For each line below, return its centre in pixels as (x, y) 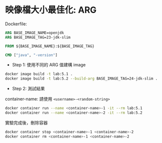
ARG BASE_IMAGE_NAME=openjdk (35, 33)
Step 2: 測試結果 (28, 89)
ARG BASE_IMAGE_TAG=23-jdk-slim (38, 37)
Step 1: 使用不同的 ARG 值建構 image (49, 65)
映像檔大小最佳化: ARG (51, 10)
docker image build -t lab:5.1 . (39, 74)
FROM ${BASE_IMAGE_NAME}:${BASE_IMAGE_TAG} (50, 46)
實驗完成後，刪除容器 (26, 123)
